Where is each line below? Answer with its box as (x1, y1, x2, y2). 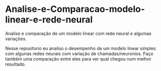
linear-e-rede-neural (5, 14, 93, 25)
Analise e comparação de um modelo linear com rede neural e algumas (5, 30, 152, 36)
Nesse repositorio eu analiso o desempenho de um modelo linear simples (5, 45, 156, 51)
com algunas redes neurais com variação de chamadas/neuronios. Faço (5, 51, 154, 57)
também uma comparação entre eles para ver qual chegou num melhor (5, 56, 152, 62)
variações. (5, 36, 27, 42)
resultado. (5, 61, 26, 67)
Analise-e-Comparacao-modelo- (5, 3, 146, 15)
